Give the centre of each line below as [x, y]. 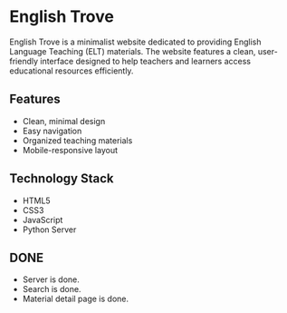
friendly [24, 61]
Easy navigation [52, 131]
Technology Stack [62, 179]
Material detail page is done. [76, 299]
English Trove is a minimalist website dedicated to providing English [135, 42]
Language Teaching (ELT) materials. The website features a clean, [133, 51]
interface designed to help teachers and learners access [146, 61]
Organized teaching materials [77, 140]
